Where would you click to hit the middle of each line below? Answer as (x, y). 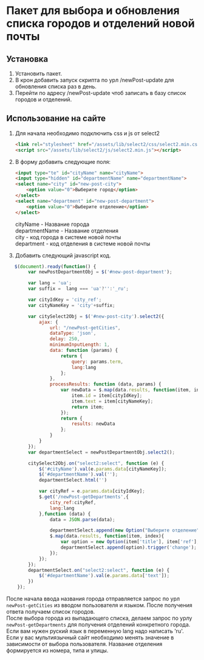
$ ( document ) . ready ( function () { (55, 266)
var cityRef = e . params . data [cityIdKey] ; (92, 491)
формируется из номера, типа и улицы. (57, 651)
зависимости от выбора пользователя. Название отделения (84, 644)
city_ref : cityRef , (73, 502)
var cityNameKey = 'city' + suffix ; (72, 305)
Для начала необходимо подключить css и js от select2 (87, 133)
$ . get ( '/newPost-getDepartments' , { (84, 497)
